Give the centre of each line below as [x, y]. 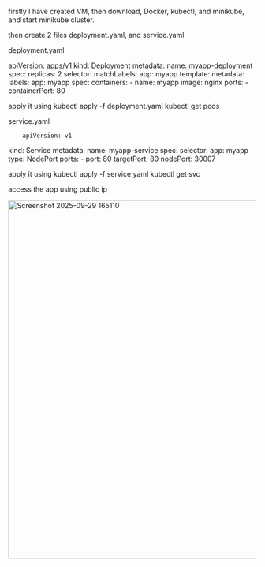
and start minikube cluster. [51, 20]
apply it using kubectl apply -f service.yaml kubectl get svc [105, 174]
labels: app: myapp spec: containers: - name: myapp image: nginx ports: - [128, 82]
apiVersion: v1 [47, 136]
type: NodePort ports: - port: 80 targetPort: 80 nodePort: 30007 [112, 159]
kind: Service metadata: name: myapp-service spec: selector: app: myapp [129, 150]
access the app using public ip [58, 189]
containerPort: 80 [37, 91]
